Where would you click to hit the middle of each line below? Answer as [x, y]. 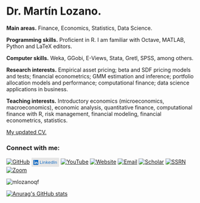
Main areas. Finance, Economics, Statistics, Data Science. [79, 28]
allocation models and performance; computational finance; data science [98, 83]
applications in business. [37, 89]
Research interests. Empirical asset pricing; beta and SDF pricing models [98, 70]
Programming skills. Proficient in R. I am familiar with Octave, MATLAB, [96, 40]
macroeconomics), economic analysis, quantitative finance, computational [99, 107]
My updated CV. [26, 132]
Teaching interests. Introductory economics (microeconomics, [85, 101]
